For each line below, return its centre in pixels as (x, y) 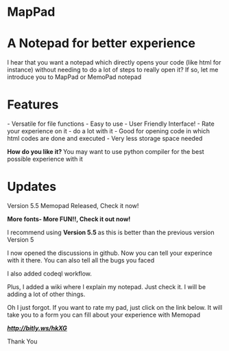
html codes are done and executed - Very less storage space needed (105, 139)
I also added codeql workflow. (50, 273)
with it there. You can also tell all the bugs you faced (81, 260)
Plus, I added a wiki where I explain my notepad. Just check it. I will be (107, 287)
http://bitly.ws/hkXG (37, 328)
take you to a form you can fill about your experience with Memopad (104, 315)
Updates (32, 187)
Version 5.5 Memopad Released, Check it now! (73, 206)
